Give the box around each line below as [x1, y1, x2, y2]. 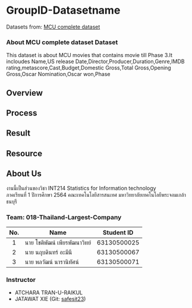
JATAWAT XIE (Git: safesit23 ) [14, 296, 86, 303]
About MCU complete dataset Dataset [6, 38, 118, 46]
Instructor [6, 275, 36, 284]
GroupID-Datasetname [6, 4, 121, 17]
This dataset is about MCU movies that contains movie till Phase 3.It [6, 52, 173, 59]
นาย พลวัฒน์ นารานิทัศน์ [24, 257, 79, 266]
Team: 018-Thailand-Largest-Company [6, 213, 122, 221]
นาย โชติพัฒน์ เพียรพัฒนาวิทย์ [24, 238, 92, 247]
